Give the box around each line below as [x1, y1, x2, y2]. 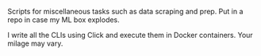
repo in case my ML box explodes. [7, 15, 120, 24]
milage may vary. [7, 39, 63, 48]
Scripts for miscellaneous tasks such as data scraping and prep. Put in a [7, 7, 244, 16]
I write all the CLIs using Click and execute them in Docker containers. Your [7, 31, 253, 39]
